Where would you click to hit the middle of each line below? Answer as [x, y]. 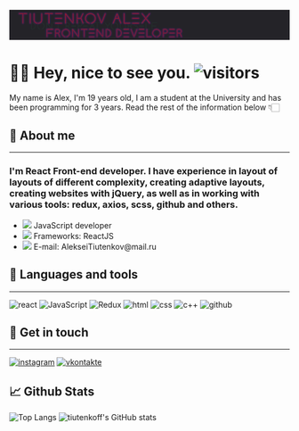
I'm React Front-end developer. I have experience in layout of [144, 171]
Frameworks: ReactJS [73, 236]
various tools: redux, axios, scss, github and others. [124, 204]
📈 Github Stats [52, 391]
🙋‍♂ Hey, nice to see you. [100, 73]
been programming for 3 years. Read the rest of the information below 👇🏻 [145, 107]
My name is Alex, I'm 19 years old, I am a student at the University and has [145, 97]
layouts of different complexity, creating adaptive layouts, [137, 182]
